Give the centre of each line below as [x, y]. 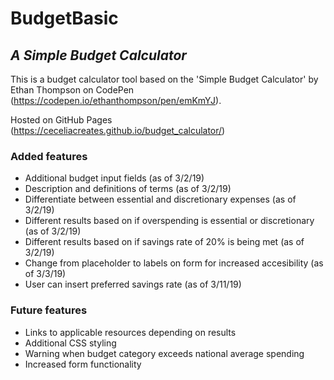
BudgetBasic [64, 18]
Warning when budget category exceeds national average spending [164, 353]
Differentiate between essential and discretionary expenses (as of [160, 199]
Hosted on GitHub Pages [61, 120]
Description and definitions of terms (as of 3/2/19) [128, 189]
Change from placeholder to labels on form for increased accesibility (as [174, 263]
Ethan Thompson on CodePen [72, 90]
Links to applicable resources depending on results [130, 332]
